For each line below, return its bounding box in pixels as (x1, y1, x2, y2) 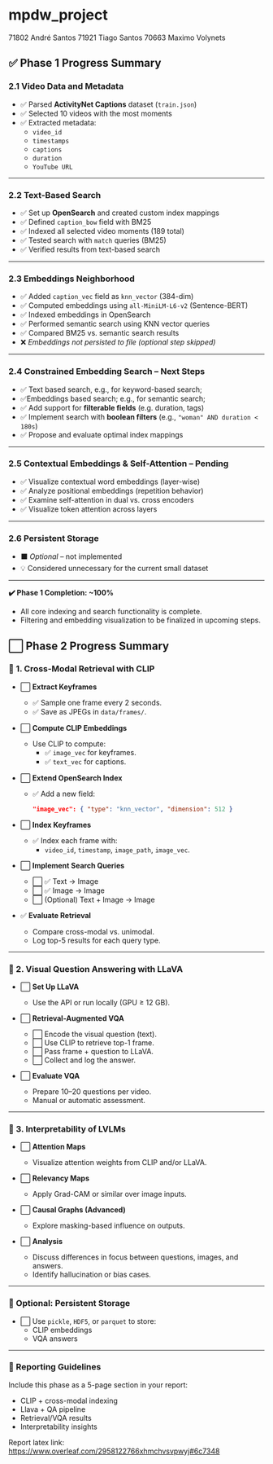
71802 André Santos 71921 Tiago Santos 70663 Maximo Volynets (8, 33, 226, 42)
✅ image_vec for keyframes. (44, 747, 136, 757)
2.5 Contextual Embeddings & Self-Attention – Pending (8, 458, 229, 469)
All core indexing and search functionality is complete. (19, 607, 202, 617)
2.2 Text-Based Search (8, 189, 102, 200)
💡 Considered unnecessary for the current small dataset (19, 564, 209, 574)
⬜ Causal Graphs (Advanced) (19, 1205, 126, 1215)
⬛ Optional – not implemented (19, 552, 123, 561)
